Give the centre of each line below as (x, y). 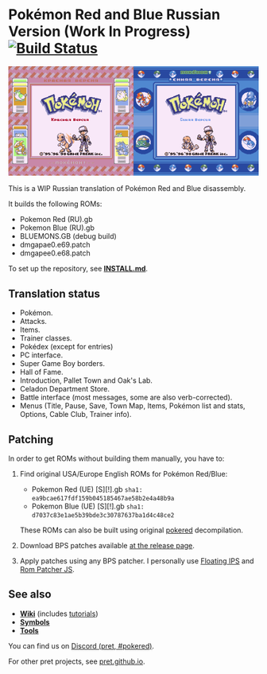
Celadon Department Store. (64, 389)
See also (30, 594)
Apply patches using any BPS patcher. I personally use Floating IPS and (137, 561)
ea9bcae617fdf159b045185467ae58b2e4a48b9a (103, 499)
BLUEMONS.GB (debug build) (68, 236)
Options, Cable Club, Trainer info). (75, 415)
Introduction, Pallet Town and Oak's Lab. (86, 380)
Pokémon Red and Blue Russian (114, 15)
